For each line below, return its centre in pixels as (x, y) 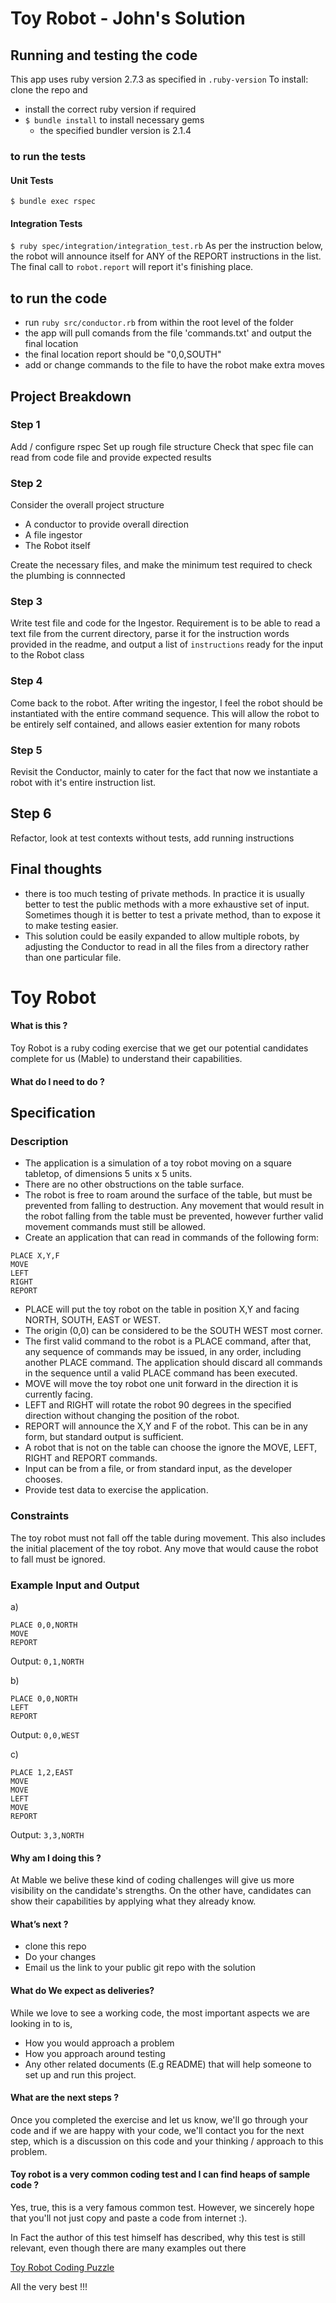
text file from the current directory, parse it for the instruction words (150, 634)
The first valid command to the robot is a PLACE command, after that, (168, 1341)
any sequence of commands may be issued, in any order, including (163, 1352)
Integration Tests (46, 223)
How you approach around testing (95, 2053)
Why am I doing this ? (56, 1858)
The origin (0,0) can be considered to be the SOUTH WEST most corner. (173, 1331)
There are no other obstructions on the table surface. (134, 1184)
